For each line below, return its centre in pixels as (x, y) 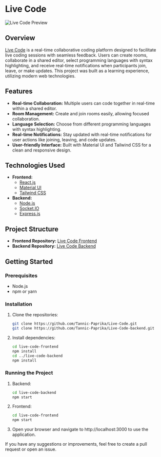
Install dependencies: (34, 337)
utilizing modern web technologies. (40, 76)
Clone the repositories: (35, 315)
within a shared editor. (34, 108)
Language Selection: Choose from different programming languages (81, 124)
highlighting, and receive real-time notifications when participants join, (76, 65)
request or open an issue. (31, 449)
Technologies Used (35, 165)
